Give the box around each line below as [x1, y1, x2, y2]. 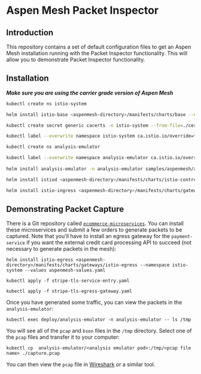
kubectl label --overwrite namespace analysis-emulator [6, 155, 148, 161]
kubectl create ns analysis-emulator [6, 144, 100, 150]
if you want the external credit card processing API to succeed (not [26, 239, 192, 246]
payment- [171, 234, 193, 240]
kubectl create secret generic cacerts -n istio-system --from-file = [6, 122, 184, 129]
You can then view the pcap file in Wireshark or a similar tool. [6, 361, 156, 368]
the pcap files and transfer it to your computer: [6, 333, 120, 341]
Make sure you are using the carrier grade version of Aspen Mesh [6, 89, 173, 96]
